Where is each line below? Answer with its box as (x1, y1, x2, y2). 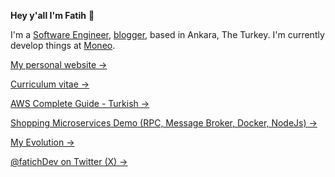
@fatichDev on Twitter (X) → (10, 156, 128, 167)
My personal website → (10, 59, 108, 70)
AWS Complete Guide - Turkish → (10, 98, 150, 109)
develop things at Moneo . (10, 40, 116, 51)
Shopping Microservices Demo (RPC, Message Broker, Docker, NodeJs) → (10, 117, 318, 129)
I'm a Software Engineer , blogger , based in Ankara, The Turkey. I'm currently (10, 29, 325, 40)
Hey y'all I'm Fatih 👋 (10, 10, 95, 21)
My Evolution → (10, 136, 75, 148)
